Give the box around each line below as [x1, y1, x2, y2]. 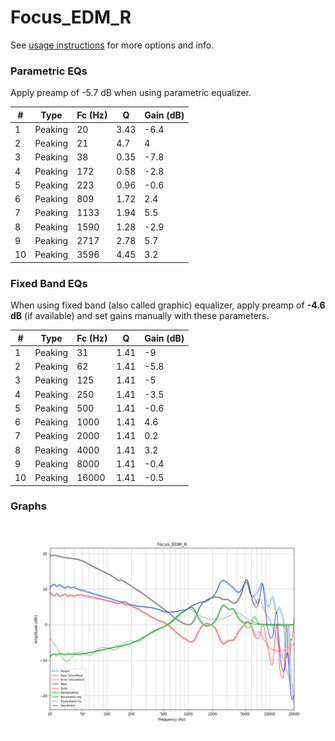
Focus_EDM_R [10, 6, 132, 29]
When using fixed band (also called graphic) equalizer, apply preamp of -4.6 [10, 299, 326, 311]
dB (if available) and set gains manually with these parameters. [10, 310, 270, 322]
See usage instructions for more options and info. [10, 39, 215, 51]
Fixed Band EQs [10, 276, 88, 290]
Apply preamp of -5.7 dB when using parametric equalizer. [10, 87, 252, 99]
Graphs [10, 499, 47, 513]
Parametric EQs [10, 64, 88, 78]
